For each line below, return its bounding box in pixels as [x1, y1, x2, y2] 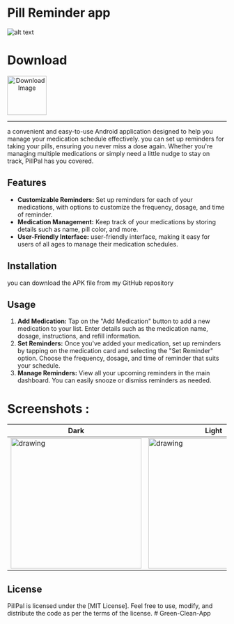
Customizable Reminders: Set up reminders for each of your [17, 195, 193, 203]
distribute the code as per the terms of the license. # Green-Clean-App [7, 609, 211, 618]
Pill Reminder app [7, 5, 111, 21]
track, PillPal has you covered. [7, 157, 94, 165]
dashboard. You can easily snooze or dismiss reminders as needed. [17, 376, 212, 384]
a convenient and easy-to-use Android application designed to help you [7, 127, 214, 135]
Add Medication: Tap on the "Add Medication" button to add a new [17, 317, 210, 325]
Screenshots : [7, 400, 90, 416]
